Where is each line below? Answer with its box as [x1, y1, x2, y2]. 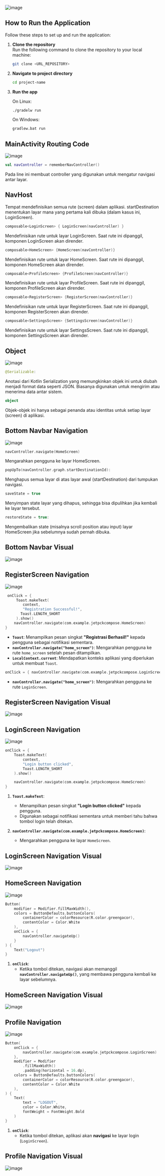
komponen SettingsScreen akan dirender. [5, 333, 89, 339]
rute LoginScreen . [12, 684, 48, 690]
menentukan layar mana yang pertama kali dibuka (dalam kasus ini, [5, 209, 141, 215]
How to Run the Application [5, 19, 91, 27]
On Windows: [12, 117, 40, 123]
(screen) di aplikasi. [5, 412, 45, 418]
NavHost [5, 191, 33, 199]
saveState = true [5, 491, 41, 496]
